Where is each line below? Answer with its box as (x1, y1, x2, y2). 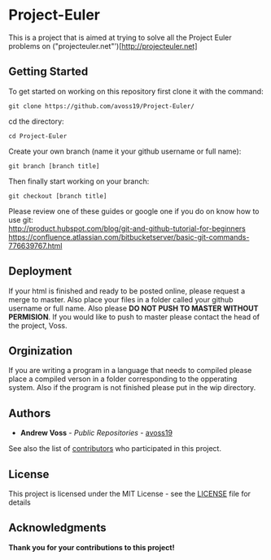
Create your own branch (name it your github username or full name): (8, 146, 242, 156)
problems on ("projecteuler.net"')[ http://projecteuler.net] (8, 41, 198, 50)
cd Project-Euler (8, 132, 68, 140)
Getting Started (8, 65, 89, 79)
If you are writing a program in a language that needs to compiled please (8, 366, 252, 376)
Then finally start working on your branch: (8, 176, 150, 186)
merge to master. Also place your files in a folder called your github (8, 294, 234, 304)
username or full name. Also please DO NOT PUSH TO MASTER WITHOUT (8, 303, 259, 313)
